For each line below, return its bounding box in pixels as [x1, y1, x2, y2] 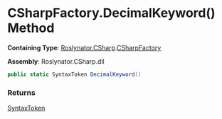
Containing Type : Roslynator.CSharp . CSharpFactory [7, 43, 162, 52]
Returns [7, 87, 36, 97]
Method [7, 20, 55, 36]
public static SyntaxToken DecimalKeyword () [7, 71, 142, 78]
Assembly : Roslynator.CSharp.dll [7, 57, 105, 65]
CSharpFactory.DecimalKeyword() [7, 5, 216, 21]
